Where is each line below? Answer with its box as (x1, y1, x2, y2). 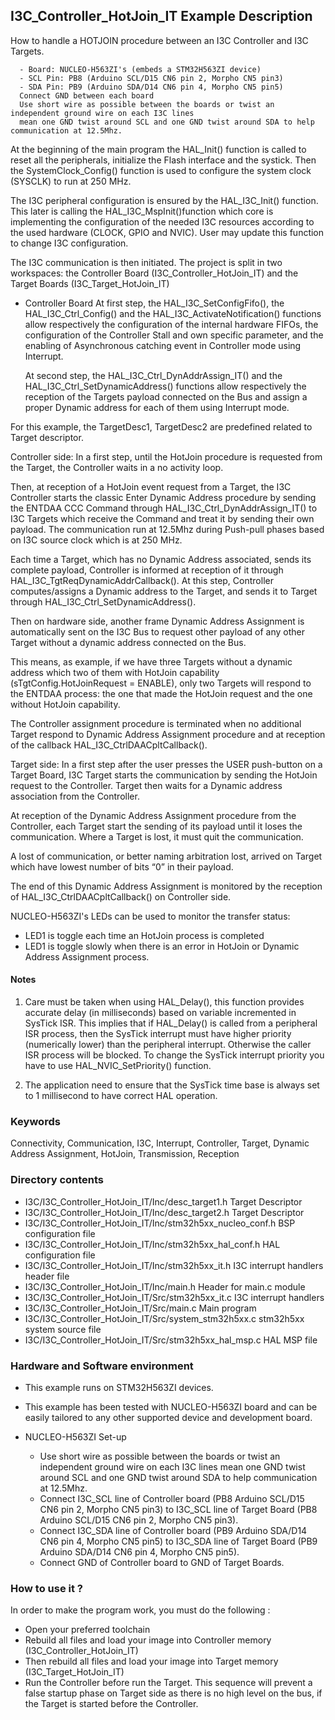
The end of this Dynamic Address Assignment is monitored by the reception (10, 880, 323, 892)
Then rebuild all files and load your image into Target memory (24, 1655, 279, 1668)
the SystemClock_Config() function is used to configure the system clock (10, 164, 312, 176)
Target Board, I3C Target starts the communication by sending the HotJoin (10, 769, 318, 781)
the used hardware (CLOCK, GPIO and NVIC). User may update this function (10, 226, 325, 238)
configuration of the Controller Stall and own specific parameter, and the (24, 329, 324, 341)
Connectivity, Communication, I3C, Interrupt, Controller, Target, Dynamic (10, 1137, 310, 1149)
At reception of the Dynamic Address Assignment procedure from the (10, 809, 297, 821)
